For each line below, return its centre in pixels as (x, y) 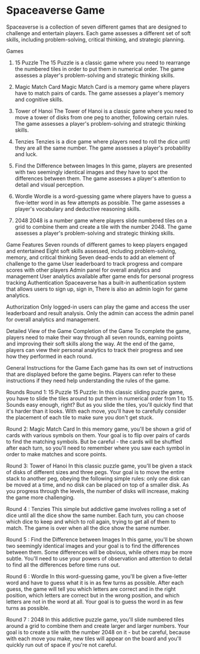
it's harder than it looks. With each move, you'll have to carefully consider (96, 411)
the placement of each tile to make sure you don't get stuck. (80, 417)
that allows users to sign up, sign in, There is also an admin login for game (97, 289)
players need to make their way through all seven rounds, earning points (95, 337)
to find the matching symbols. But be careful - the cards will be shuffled (94, 441)
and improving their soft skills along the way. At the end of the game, (90, 344)
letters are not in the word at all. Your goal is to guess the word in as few (95, 602)
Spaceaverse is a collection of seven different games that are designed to (97, 27)
